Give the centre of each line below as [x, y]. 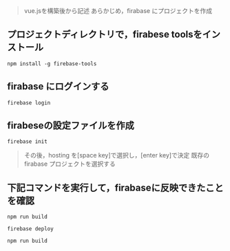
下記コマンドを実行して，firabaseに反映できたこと [115, 187]
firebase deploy [30, 229]
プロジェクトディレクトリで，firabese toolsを [105, 35]
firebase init [28, 142]
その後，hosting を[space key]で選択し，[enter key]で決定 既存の [117, 155]
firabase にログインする [58, 86]
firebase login [29, 102]
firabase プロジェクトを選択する [70, 164]
